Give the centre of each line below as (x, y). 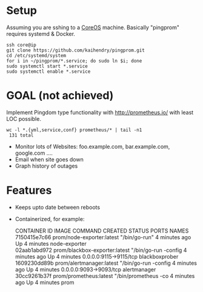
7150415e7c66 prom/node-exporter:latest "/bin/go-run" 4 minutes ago (103, 237)
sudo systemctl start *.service (47, 66)
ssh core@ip (21, 45)
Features (29, 190)
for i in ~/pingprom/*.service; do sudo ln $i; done (74, 61)
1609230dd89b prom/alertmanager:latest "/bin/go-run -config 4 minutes (106, 263)
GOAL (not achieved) (60, 96)
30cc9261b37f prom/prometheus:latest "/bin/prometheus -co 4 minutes (105, 276)
